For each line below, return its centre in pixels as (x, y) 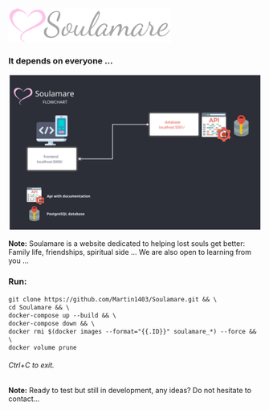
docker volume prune (43, 347)
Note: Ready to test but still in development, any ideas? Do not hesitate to (130, 390)
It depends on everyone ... (61, 60)
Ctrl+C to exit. (31, 365)
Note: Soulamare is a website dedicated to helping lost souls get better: (127, 244)
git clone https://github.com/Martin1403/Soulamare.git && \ (113, 299)
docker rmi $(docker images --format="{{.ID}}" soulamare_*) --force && (132, 331)
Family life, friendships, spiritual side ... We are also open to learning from (130, 252)
